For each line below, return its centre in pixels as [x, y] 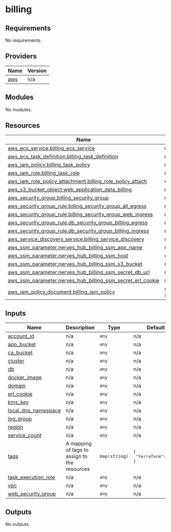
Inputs [16, 313]
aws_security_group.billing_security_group [58, 198]
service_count [25, 435]
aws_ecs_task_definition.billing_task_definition [63, 157]
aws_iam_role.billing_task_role [44, 173]
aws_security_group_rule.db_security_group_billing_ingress [78, 231]
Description [80, 328]
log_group [20, 419]
